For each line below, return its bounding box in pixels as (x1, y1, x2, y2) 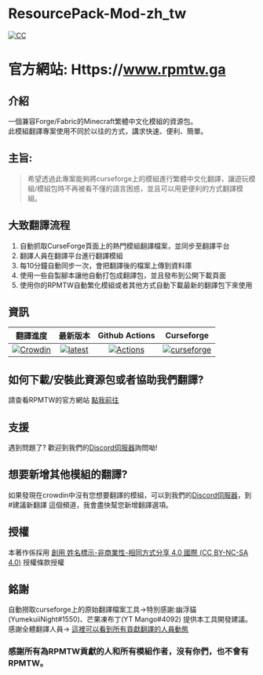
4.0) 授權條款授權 (8, 557, 65, 567)
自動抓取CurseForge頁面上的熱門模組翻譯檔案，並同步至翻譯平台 (19, 241, 230, 250)
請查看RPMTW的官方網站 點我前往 (8, 396, 119, 405)
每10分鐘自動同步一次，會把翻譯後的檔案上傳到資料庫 (19, 261, 192, 270)
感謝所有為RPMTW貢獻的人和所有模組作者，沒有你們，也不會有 (8, 646, 249, 657)
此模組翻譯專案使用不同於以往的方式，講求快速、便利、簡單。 (8, 126, 208, 136)
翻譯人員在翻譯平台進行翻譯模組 (19, 250, 123, 260)
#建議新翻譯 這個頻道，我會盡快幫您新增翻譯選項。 (8, 500, 173, 509)
